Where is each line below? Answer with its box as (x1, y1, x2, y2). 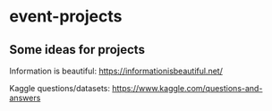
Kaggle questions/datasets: (9, 83, 110, 93)
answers (9, 92, 41, 103)
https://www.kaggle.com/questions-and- (111, 83, 263, 93)
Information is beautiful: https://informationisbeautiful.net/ (9, 65, 224, 76)
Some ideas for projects (9, 42, 146, 57)
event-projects (9, 6, 123, 27)
